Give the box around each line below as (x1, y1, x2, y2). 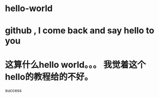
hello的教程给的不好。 (5, 71, 93, 82)
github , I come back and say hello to (5, 25, 155, 36)
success (5, 88, 22, 94)
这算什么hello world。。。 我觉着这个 (5, 59, 146, 70)
